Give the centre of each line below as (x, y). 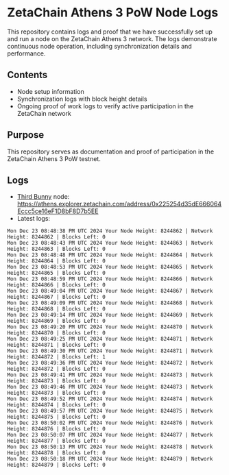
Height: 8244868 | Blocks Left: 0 (57, 309)
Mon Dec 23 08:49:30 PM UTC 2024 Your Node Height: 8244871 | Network (110, 351)
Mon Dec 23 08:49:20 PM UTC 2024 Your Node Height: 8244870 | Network (110, 327)
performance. (26, 53)
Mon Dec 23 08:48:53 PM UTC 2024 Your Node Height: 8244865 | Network (110, 267)
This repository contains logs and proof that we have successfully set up (110, 32)
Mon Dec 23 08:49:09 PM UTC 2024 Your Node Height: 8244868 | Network (110, 303)
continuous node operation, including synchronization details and (99, 46)
